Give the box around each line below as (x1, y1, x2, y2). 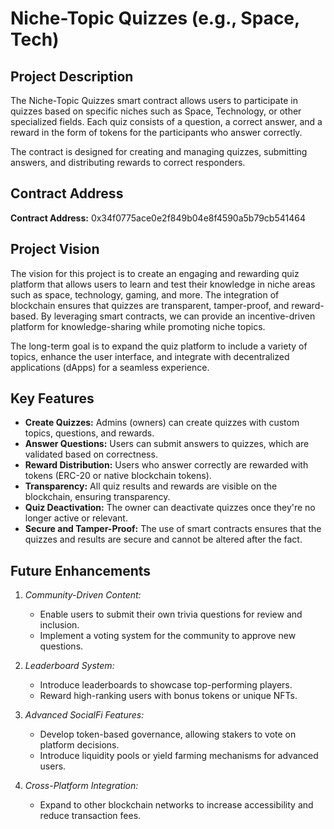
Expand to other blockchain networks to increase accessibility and (39, 799, 314, 811)
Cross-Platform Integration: (24, 780, 139, 792)
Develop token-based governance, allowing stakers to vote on (39, 728, 297, 741)
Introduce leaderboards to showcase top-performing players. (39, 679, 293, 691)
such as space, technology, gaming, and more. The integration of (10, 288, 280, 301)
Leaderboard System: (24, 660, 115, 672)
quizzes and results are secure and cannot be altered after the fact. (24, 533, 303, 546)
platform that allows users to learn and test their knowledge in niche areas (10, 278, 316, 290)
